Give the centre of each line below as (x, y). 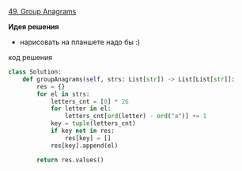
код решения (30, 57)
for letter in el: (81, 109)
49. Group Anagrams (42, 11)
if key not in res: (82, 131)
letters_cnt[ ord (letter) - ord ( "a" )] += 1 (136, 116)
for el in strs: (63, 94)
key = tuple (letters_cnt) (93, 123)
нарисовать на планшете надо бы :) (80, 42)
